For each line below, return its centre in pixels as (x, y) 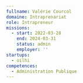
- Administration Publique (44, 71)
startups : (18, 55)
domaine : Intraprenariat (36, 17)
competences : (22, 66)
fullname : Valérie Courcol (39, 11)
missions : (18, 28)
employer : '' (32, 50)
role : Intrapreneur (30, 22)
